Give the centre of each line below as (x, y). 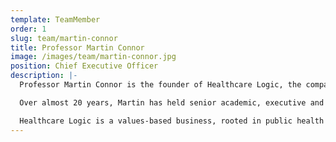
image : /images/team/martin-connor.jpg (93, 57)
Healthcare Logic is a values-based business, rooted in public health (172, 121)
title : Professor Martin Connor (77, 47)
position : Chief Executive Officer (84, 66)
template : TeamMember (55, 19)
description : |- (44, 76)
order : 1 (28, 29)
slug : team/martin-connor (64, 38)
